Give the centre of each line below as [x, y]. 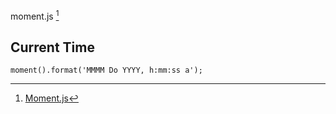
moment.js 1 [35, 15]
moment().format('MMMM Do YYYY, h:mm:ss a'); [106, 70]
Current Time [52, 47]
